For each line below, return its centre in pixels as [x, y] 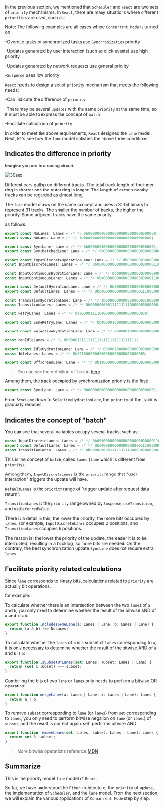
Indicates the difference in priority [58, 154]
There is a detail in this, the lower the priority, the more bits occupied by [77, 518]
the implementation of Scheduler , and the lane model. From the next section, [82, 793]
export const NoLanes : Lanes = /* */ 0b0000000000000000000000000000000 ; [82, 233]
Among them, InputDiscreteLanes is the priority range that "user [71, 474]
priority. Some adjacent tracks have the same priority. [59, 214]
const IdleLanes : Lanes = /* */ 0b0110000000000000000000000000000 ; [76, 354]
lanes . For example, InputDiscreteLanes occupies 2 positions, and [72, 523]
